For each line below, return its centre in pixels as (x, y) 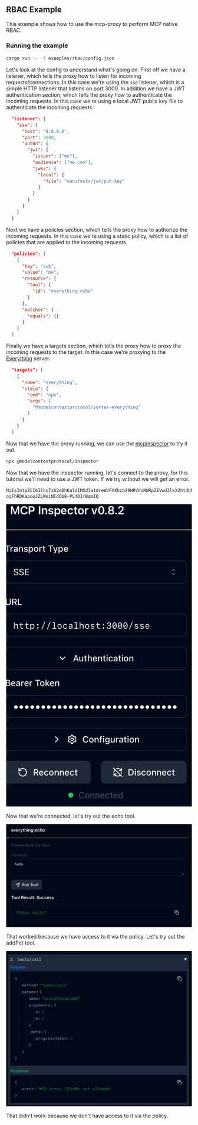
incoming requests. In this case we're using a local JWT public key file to (95, 101)
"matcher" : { (38, 310)
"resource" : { (39, 279)
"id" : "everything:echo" (63, 291)
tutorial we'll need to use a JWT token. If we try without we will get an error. (98, 479)
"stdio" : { (35, 389)
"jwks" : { (44, 168)
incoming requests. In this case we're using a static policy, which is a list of (97, 236)
